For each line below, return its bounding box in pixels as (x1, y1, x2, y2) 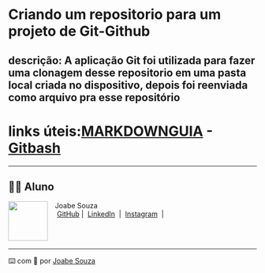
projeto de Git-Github (8, 22, 151, 40)
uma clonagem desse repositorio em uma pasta (8, 65, 247, 80)
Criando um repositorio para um (8, 6, 222, 24)
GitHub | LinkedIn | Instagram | (56, 209, 164, 219)
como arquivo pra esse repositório (8, 91, 181, 104)
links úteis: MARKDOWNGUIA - (8, 122, 213, 140)
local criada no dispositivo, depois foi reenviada (8, 78, 248, 92)
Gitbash (8, 139, 62, 157)
